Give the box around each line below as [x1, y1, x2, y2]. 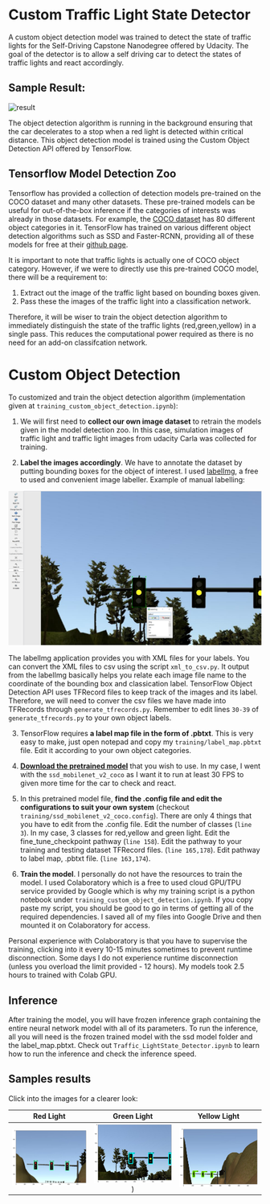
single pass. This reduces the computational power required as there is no [8, 329, 254, 338]
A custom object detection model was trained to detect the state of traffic [8, 32, 252, 42]
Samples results [8, 1072, 91, 1086]
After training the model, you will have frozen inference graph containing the [8, 1014, 261, 1024]
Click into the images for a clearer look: [8, 1093, 138, 1103]
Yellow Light [197, 1112, 239, 1121]
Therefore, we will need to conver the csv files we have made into [8, 696, 227, 706]
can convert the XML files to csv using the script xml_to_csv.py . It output [8, 661, 250, 672]
